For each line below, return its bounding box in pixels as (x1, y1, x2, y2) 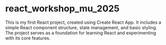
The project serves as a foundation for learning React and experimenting (5, 30, 156, 36)
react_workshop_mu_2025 (5, 3, 120, 14)
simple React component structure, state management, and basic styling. (5, 24, 157, 30)
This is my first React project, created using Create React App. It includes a (5, 19, 161, 25)
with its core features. (5, 35, 50, 41)
